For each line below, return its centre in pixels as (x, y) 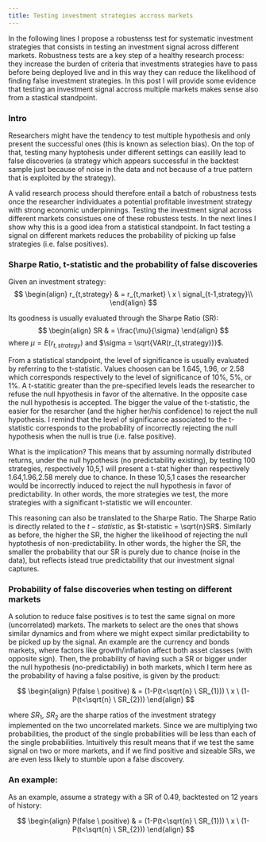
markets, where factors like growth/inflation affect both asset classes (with (130, 650)
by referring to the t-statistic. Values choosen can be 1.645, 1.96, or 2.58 (126, 369)
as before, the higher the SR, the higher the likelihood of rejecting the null (128, 535)
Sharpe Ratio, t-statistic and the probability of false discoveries (133, 264)
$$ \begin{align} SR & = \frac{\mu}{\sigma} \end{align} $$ (133, 330)
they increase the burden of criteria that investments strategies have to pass (133, 64)
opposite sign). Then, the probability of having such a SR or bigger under (128, 659)
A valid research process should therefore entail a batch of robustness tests (132, 193)
